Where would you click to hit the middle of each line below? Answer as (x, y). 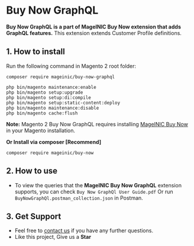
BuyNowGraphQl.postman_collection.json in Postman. (79, 198)
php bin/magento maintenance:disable (53, 108)
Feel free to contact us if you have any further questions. (84, 231)
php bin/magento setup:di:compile (49, 98)
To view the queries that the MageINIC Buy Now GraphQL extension (98, 185)
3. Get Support (34, 216)
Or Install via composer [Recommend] (54, 142)
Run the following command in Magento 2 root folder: (71, 66)
